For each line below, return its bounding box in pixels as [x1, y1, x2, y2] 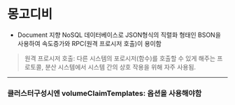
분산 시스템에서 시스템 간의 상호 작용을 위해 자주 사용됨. [45, 63, 197, 71]
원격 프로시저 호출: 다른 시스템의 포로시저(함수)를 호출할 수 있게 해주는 [24, 54, 215, 63]
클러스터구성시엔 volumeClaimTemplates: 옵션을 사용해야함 [7, 88, 202, 98]
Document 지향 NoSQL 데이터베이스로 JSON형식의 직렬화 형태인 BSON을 [17, 31, 222, 39]
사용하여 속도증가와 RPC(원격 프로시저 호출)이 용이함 [17, 39, 162, 47]
